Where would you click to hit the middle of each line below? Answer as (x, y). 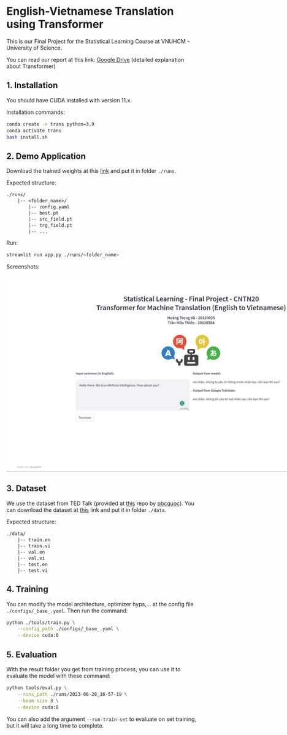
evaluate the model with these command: (59, 676)
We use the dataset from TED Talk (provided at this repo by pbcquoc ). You (101, 503)
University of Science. (34, 48)
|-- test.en (33, 564)
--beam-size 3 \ (38, 701)
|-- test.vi (33, 570)
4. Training (27, 589)
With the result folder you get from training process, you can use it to (94, 669)
